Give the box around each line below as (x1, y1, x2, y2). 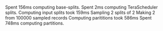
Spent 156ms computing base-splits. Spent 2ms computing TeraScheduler (5, 4, 158, 10)
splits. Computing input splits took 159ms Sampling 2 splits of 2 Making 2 (5, 9, 156, 15)
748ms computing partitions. (5, 20, 64, 26)
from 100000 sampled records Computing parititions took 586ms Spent (5, 15, 152, 20)
